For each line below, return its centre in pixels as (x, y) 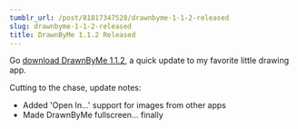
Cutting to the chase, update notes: (75, 88)
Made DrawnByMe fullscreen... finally (93, 115)
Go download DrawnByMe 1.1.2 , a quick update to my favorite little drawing (149, 61)
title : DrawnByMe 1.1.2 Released (73, 35)
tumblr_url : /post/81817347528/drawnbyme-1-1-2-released (119, 18)
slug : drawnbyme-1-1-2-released (70, 26)
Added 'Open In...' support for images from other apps (124, 105)
